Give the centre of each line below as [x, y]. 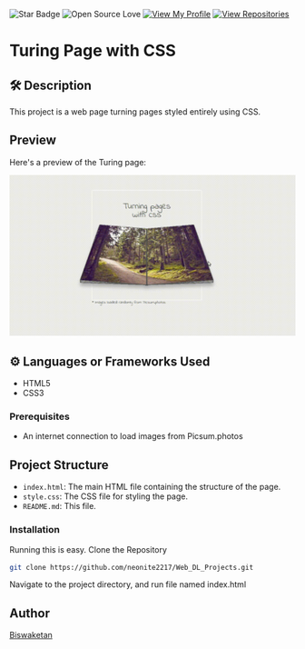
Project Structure [59, 465]
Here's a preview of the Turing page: [78, 162]
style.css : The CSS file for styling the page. [105, 496]
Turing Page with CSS [93, 51]
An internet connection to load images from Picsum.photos [133, 436]
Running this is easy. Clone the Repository [89, 549]
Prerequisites [39, 416]
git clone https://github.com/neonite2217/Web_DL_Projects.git [132, 567]
